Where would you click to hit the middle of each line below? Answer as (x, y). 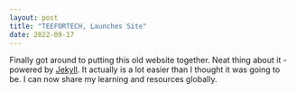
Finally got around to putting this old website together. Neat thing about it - (148, 60)
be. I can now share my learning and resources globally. (113, 79)
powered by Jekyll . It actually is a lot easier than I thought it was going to (145, 70)
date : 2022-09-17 (42, 34)
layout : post (34, 18)
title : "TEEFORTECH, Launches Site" (78, 26)
